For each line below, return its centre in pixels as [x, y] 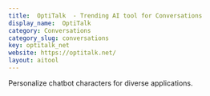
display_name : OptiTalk [50, 23]
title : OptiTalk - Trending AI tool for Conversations [105, 16]
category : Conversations [50, 30]
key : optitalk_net [39, 46]
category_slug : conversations [59, 38]
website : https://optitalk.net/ [62, 53]
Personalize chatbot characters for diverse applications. [101, 83]
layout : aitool [34, 61]
